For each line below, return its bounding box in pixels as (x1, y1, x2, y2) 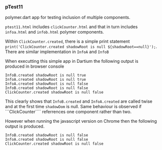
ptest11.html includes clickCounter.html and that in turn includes (5, 24, 138, 30)
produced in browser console (5, 63, 64, 69)
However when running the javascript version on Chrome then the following (5, 118, 157, 124)
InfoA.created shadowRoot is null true (5, 77, 86, 82)
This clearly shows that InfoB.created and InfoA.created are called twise (5, 98, 153, 104)
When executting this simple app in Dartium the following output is (5, 58, 139, 64)
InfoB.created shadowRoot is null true (5, 73, 86, 78)
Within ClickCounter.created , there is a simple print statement (5, 38, 130, 44)
